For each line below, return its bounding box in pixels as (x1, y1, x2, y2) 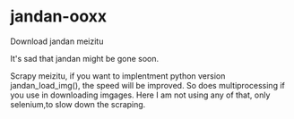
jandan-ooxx (10, 6, 107, 27)
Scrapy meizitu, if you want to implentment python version (10, 70, 226, 81)
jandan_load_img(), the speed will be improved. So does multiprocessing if (10, 80, 285, 90)
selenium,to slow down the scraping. (10, 98, 146, 109)
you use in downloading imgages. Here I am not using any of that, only (10, 89, 271, 100)
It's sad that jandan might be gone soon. (10, 53, 160, 64)
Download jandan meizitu (10, 36, 104, 47)
